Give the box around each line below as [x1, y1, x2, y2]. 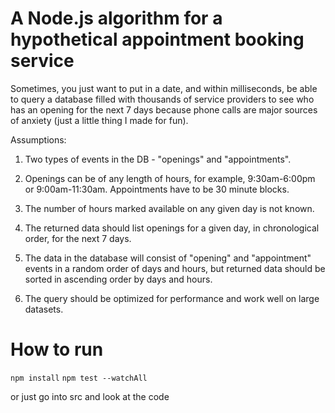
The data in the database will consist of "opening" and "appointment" [24, 252, 312, 264]
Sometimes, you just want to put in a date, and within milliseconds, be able [10, 82, 318, 94]
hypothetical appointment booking [10, 28, 305, 51]
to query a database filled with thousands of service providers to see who [10, 93, 315, 105]
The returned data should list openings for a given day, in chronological [24, 222, 320, 234]
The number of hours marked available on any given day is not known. [24, 202, 315, 214]
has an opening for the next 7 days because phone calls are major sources [10, 103, 318, 116]
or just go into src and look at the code [10, 390, 170, 402]
